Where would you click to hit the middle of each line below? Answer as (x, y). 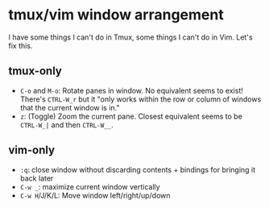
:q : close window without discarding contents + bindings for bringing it (138, 169)
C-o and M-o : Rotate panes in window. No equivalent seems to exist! (131, 90)
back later (37, 178)
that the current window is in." (70, 107)
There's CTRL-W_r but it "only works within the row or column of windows (141, 99)
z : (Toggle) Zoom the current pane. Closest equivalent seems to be (131, 116)
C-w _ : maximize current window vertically (90, 186)
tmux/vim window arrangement (116, 15)
